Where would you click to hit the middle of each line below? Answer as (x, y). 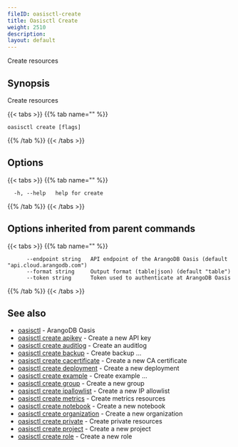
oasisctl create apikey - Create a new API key (84, 338)
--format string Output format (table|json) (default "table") (129, 272)
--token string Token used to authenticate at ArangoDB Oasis (129, 278)
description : (27, 34)
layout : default (31, 41)
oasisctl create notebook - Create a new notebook (92, 406)
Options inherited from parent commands (102, 229)
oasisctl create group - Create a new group (81, 384)
